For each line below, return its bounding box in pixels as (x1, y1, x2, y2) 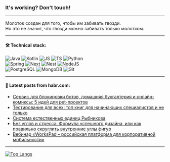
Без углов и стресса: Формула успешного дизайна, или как (12, 120, 142, 126)
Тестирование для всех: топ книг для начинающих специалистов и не (12, 104, 164, 110)
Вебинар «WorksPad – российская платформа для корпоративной (12, 131, 156, 137)
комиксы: (12, 99, 34, 105)
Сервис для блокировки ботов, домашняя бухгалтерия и (12, 93, 136, 99)
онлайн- (136, 93, 154, 99)
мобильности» (12, 136, 45, 142)
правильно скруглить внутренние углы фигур (12, 126, 111, 132)
